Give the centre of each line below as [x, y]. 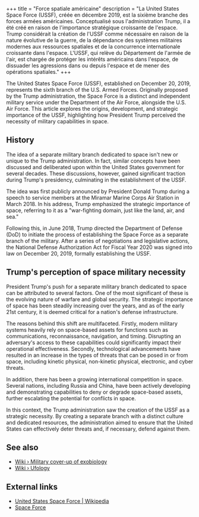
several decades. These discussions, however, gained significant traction [96, 173]
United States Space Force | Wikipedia [62, 501]
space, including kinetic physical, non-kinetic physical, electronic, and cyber [100, 361]
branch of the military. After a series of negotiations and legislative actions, [98, 241]
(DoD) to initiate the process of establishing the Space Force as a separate [97, 234]
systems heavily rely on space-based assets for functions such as [87, 329]
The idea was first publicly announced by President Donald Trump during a [98, 191]
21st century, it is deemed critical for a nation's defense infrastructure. [92, 312]
